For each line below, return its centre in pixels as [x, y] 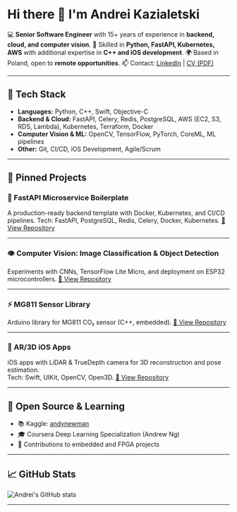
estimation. [24, 370]
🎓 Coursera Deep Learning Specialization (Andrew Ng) [98, 434]
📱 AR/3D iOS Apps [39, 347]
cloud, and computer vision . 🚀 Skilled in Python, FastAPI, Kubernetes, [111, 44]
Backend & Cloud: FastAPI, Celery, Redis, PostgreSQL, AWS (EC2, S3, [119, 118]
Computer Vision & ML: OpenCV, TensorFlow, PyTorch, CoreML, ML [117, 134]
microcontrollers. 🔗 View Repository [59, 279]
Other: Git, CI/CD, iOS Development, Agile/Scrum [89, 149]
